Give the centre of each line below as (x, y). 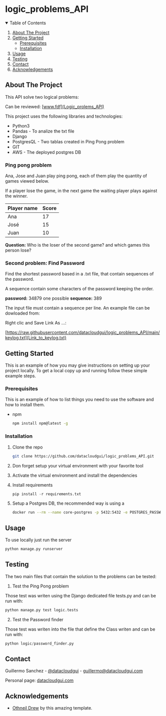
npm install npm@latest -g (40, 423)
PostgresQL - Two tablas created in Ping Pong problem (68, 141)
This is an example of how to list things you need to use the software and (80, 399)
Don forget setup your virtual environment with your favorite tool (78, 465)
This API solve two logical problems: (42, 97)
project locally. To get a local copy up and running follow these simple (76, 371)
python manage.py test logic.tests (42, 610)
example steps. (21, 376)
